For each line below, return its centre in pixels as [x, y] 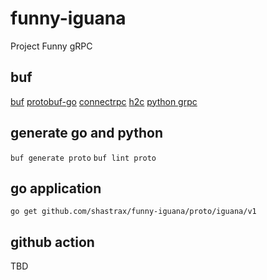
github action [52, 242]
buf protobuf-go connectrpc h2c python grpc [104, 101]
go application [56, 188]
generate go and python [87, 133]
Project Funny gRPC [51, 46]
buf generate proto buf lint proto [83, 158]
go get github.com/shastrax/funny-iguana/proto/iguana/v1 [133, 212]
